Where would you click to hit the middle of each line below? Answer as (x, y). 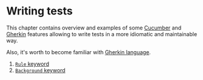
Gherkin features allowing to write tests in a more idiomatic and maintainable (102, 34)
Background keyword (40, 70)
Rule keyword (32, 64)
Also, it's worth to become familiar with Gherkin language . (79, 52)
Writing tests (39, 11)
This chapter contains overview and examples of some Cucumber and (94, 28)
